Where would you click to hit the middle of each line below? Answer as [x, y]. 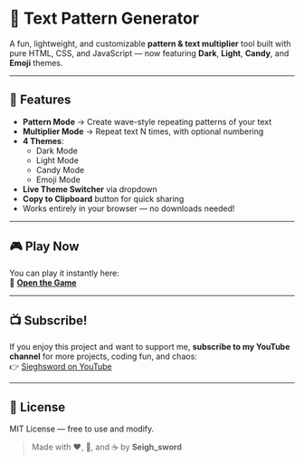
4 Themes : [43, 140]
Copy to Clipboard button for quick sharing [103, 198]
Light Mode [57, 160]
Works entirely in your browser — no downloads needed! [128, 208]
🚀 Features [40, 100]
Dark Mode [57, 150]
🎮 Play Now [44, 247]
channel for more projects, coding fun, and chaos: [103, 356]
